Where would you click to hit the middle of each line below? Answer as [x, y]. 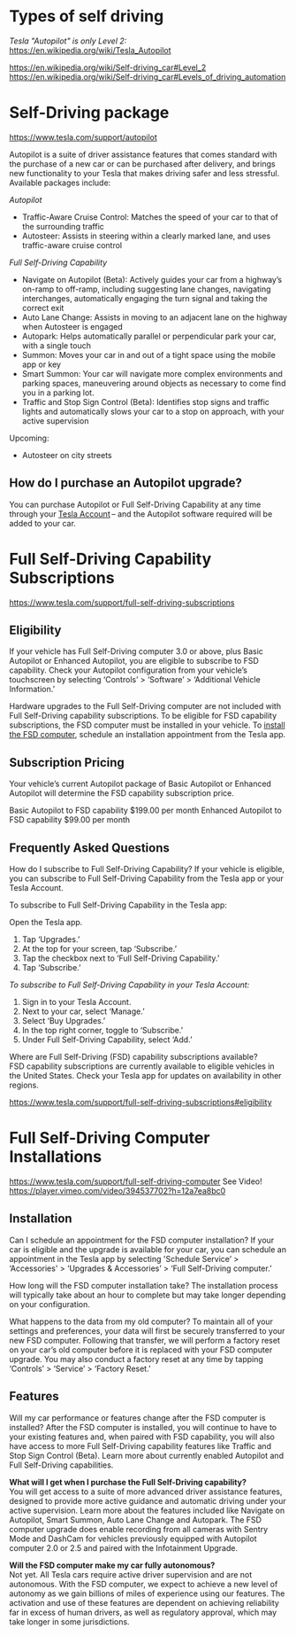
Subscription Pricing [67, 763]
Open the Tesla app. [46, 923]
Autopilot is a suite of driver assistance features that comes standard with [143, 154]
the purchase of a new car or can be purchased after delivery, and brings [142, 164]
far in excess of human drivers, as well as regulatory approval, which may [143, 1612]
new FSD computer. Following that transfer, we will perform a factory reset [144, 1340]
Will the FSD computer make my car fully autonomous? [112, 1565]
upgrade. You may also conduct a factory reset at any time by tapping [136, 1359]
